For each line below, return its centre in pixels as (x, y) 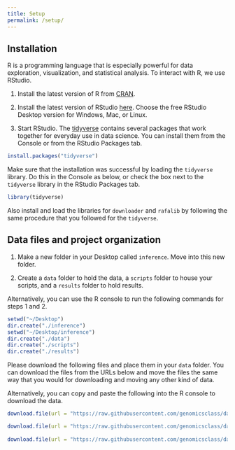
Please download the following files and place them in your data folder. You (116, 365)
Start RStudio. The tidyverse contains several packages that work (112, 128)
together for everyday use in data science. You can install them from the (121, 136)
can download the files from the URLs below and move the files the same (113, 372)
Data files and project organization (84, 240)
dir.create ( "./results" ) (43, 352)
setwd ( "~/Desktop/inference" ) (51, 332)
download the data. (35, 401)
